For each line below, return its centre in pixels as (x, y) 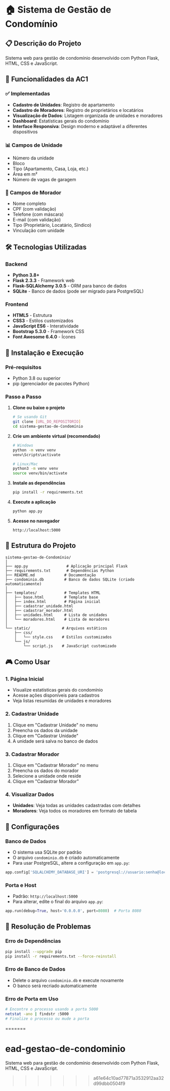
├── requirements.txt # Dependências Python (60, 571)
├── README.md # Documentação (51, 575)
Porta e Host (21, 885)
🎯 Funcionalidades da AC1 (47, 79)
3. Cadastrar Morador (32, 754)
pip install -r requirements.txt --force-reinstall (61, 956)
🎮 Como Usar (28, 662)
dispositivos (25, 132)
